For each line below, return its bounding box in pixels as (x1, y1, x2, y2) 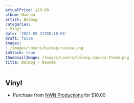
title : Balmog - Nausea (5, 60, 56, 65)
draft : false (5, 36, 33, 41)
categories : (5, 21, 31, 27)
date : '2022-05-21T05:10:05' (5, 31, 68, 36)
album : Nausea (5, 12, 36, 17)
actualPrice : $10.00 (5, 7, 50, 13)
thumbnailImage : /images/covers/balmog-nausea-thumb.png (5, 55, 129, 60)
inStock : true (5, 50, 36, 55)
